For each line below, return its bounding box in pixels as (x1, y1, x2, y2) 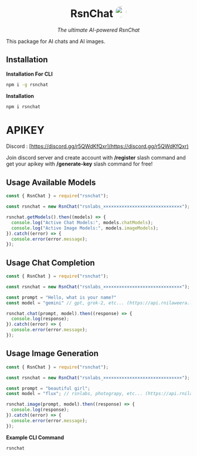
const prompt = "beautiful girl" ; (6, 385, 91, 391)
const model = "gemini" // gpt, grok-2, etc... (6, 300, 125, 306)
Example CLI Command (6, 434, 64, 441)
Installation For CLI (6, 70, 53, 77)
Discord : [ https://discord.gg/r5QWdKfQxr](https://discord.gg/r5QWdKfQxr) (6, 143, 189, 150)
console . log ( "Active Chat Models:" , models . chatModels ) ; (11, 219, 154, 225)
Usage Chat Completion (6, 258, 95, 268)
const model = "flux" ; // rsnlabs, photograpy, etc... (6, 391, 143, 397)
